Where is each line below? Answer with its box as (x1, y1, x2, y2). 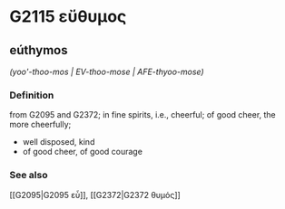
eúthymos (9, 43, 68, 58)
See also (9, 169, 48, 182)
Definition (9, 89, 54, 101)
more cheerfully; (9, 119, 72, 130)
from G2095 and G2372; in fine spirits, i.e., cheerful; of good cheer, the (9, 109, 277, 120)
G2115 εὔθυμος (9, 6, 127, 27)
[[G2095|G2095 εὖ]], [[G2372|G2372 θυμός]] (9, 189, 182, 200)
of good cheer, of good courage (22, 147, 143, 157)
